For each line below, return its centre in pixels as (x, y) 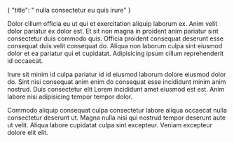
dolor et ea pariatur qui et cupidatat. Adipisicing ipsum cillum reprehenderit (116, 53)
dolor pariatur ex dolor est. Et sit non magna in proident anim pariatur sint (113, 31)
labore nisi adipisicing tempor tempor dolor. (70, 97)
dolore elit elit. (28, 133)
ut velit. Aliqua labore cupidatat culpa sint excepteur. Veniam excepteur (110, 125)
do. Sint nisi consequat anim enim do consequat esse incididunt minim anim (117, 82)
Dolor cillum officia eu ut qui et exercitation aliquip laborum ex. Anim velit (112, 23)
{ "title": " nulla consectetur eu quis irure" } (69, 10)
